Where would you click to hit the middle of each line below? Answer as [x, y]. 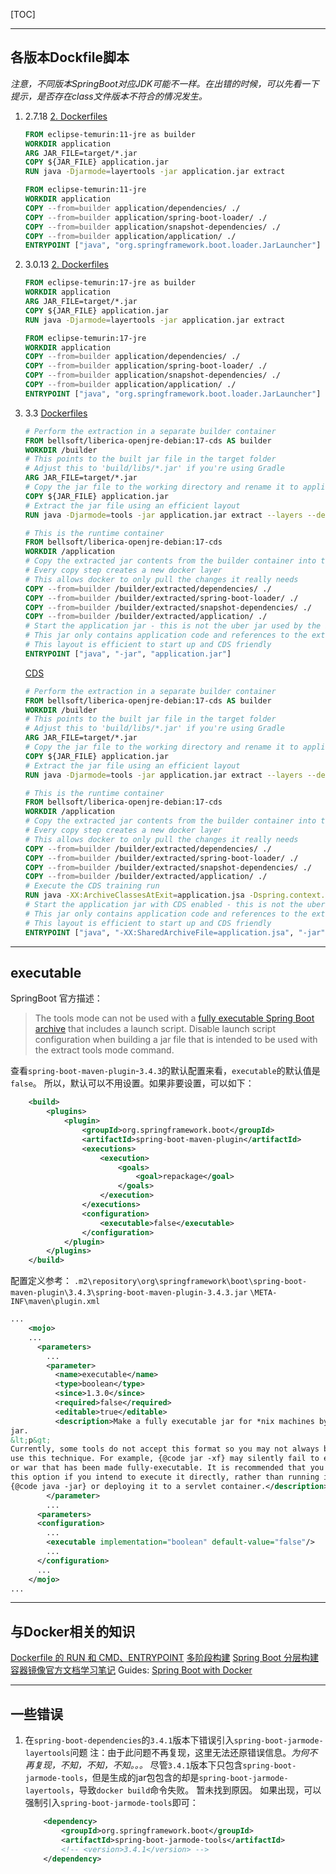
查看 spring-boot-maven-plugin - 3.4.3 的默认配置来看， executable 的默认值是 [165, 1071]
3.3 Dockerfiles [56, 413]
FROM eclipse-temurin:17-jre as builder [110, 283]
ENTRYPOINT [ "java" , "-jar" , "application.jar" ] [128, 654]
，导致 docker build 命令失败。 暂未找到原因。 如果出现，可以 [195, 1790]
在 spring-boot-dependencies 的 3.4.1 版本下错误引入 [129, 1740]
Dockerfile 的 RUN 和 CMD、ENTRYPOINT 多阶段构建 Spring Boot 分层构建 [165, 1658]
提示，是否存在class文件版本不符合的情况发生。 [109, 96]
